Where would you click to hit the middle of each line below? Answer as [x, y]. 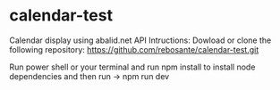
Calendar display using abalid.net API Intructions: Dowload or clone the [140, 40]
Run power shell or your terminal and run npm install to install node [132, 67]
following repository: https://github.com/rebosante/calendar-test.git [134, 49]
